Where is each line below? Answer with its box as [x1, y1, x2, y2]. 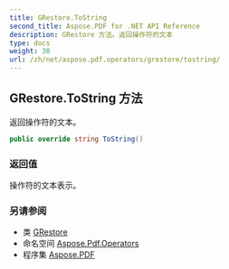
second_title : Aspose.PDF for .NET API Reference [9, 22, 201, 31]
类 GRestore [22, 227, 68, 237]
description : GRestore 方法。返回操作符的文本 [9, 30, 174, 39]
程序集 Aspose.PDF [22, 249, 95, 260]
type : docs [9, 38, 51, 48]
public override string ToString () [9, 134, 144, 144]
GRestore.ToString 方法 [9, 91, 143, 107]
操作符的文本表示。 [9, 180, 81, 190]
